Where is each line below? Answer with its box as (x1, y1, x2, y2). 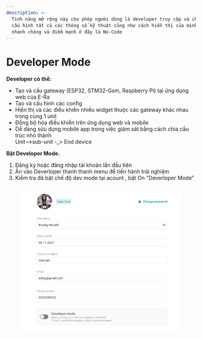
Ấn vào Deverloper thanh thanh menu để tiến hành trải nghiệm (14, 168, 170, 175)
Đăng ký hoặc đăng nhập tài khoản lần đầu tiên (14, 161, 132, 169)
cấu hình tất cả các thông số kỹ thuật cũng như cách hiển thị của (11, 22, 185, 28)
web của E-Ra (14, 93, 50, 101)
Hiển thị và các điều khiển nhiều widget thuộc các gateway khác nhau (14, 106, 189, 114)
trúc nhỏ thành (14, 132, 52, 139)
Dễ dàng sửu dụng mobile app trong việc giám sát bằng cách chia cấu (14, 125, 189, 132)
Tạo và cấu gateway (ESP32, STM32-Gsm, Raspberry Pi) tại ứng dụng (14, 87, 189, 95)
